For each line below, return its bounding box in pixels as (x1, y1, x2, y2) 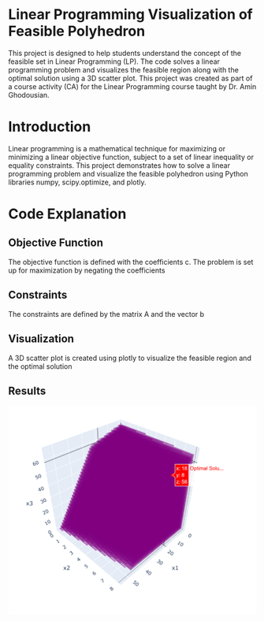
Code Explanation (8, 205, 127, 223)
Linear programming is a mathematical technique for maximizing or (8, 143, 226, 153)
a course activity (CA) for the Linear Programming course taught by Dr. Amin (8, 81, 257, 91)
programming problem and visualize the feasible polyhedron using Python (8, 169, 248, 178)
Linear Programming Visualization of (8, 6, 254, 24)
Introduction (8, 118, 91, 136)
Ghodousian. (8, 90, 50, 99)
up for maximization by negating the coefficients (8, 266, 165, 275)
